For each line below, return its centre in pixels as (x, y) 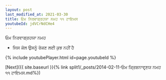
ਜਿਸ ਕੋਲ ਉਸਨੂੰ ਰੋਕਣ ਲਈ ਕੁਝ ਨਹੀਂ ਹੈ (43, 48)
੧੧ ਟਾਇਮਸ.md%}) (23, 73)
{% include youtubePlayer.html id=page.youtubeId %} (61, 58)
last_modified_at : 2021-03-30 (37, 14)
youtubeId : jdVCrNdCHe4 (30, 24)
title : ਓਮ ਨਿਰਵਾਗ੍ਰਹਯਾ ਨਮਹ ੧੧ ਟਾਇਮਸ (42, 19)
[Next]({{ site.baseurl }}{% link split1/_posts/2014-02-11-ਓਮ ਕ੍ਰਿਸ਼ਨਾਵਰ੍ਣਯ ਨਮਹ (83, 67)
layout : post (19, 10)
